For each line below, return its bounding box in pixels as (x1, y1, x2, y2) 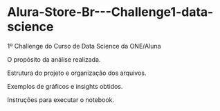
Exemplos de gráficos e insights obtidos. (7, 82, 123, 90)
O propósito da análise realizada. (7, 55, 101, 63)
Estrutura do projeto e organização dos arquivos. (7, 69, 147, 77)
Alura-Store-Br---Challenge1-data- (7, 4, 214, 20)
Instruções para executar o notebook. (7, 95, 115, 104)
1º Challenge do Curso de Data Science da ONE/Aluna (7, 42, 161, 50)
